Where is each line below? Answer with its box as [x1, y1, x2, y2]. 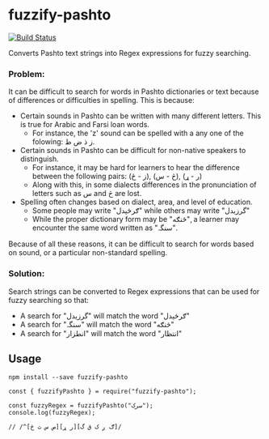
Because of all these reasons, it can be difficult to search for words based [8, 239, 254, 249]
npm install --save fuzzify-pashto [8, 373, 128, 381]
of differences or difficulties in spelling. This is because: [8, 96, 195, 105]
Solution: [8, 268, 45, 279]
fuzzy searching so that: [8, 295, 89, 305]
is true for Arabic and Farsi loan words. [19, 120, 149, 130]
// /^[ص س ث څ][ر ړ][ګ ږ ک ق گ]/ [8, 423, 122, 431]
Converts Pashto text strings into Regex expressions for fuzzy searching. [8, 48, 251, 58]
